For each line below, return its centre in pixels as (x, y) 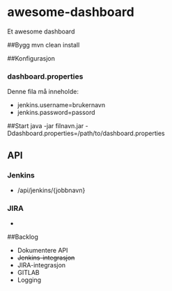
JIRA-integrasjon (41, 265)
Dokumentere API (42, 251)
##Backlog (23, 237)
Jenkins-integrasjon (46, 258)
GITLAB (28, 273)
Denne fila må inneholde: (43, 92)
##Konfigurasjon (31, 58)
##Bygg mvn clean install (44, 45)
